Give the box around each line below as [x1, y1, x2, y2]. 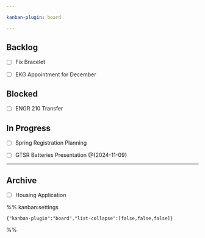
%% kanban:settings [6, 204, 59, 211]
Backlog [6, 42, 38, 52]
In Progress [6, 123, 51, 133]
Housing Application [15, 192, 67, 199]
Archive [6, 175, 37, 186]
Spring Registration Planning [15, 139, 87, 146]
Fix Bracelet [15, 59, 46, 66]
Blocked [6, 88, 38, 99]
